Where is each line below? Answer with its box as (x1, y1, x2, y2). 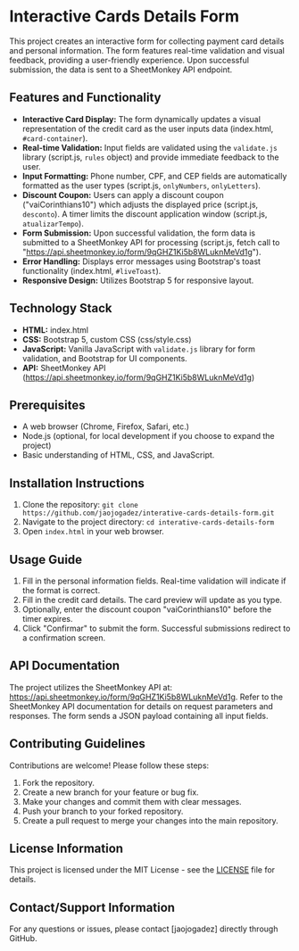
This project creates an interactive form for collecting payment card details (9, 36, 285, 46)
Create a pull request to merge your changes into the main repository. (21, 815, 278, 826)
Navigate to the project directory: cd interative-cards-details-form (21, 517, 275, 527)
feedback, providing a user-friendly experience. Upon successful (9, 54, 250, 65)
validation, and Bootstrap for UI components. (21, 352, 187, 363)
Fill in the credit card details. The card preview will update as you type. (21, 595, 283, 605)
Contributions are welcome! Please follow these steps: (9, 760, 210, 771)
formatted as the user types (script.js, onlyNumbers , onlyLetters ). (21, 180, 262, 191)
